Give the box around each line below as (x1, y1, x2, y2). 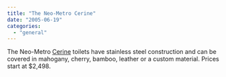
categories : (7, 22, 41, 29)
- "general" (13, 29, 48, 36)
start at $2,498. (7, 62, 51, 70)
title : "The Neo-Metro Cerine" (7, 10, 96, 17)
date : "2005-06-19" (7, 16, 63, 23)
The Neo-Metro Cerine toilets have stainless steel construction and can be (7, 48, 217, 56)
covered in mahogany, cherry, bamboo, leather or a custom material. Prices (7, 55, 220, 63)
